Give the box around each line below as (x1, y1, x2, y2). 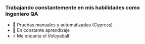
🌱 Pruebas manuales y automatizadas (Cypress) (12, 22, 113, 28)
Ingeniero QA (5, 10, 38, 17)
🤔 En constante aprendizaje (12, 27, 70, 33)
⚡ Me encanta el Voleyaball (12, 33, 69, 39)
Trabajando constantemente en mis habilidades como (5, 4, 140, 11)
